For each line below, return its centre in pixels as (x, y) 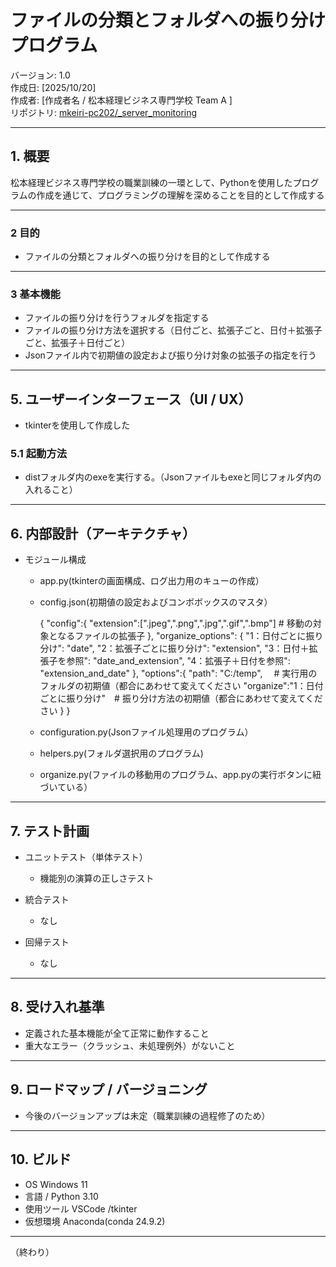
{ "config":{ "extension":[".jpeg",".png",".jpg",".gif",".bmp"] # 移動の (176, 623)
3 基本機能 (35, 294)
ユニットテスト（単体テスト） (86, 857)
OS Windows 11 (56, 1184)
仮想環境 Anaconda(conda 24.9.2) (95, 1221)
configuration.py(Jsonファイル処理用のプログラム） (146, 732)
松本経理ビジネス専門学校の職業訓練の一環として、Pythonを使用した (151, 182)
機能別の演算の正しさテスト (97, 878)
